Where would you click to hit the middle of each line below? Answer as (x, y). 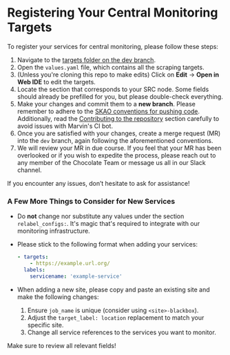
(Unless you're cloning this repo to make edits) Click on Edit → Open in (118, 75)
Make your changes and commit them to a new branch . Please (106, 104)
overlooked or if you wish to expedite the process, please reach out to (116, 155)
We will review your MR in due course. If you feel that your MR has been (119, 148)
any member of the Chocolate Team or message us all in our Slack (111, 162)
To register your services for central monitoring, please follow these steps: (113, 46)
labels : (35, 270)
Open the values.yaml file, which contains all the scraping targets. (111, 67)
